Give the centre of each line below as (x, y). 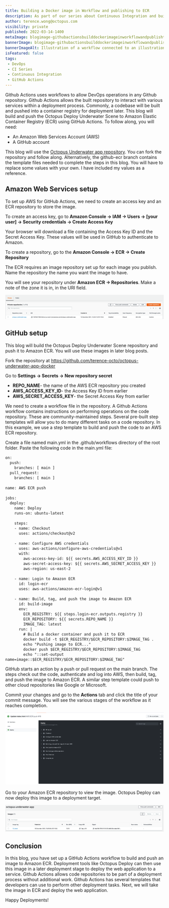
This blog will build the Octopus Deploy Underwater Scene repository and (81, 345)
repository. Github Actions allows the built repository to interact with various (84, 100)
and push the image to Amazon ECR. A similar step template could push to (82, 679)
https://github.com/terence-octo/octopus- (95, 360)
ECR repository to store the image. (41, 206)
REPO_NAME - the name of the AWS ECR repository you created (79, 385)
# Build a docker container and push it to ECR (74, 634)
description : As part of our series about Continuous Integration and (81, 16)
